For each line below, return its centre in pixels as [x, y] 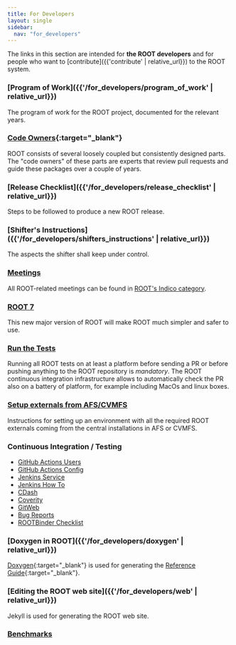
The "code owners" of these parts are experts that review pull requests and [118, 161]
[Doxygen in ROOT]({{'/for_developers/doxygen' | [96, 540]
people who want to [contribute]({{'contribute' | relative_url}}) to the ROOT [117, 62]
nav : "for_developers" [47, 34]
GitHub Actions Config [50, 469]
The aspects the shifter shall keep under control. [78, 254]
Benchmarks [30, 634]
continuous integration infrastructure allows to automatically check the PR [116, 379]
